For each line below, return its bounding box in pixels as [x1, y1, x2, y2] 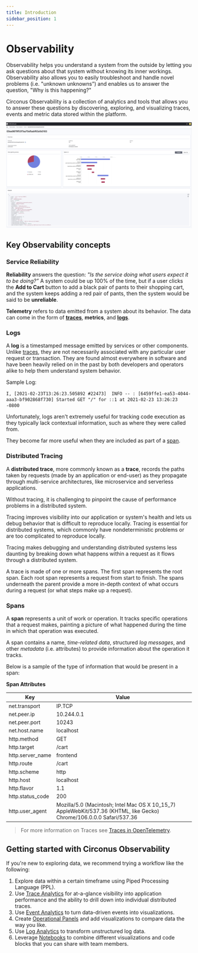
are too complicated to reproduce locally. [6, 532, 106, 540]
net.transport [8, 702, 41, 709]
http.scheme [8, 768, 39, 775]
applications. [6, 484, 37, 491]
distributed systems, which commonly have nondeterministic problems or [6, 526, 184, 533]
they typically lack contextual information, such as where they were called [6, 419, 186, 427]
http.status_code [8, 793, 49, 800]
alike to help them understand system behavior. [6, 367, 121, 374]
